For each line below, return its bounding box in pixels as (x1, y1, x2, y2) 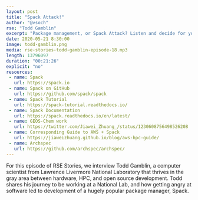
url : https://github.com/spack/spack (14, 91, 107, 97)
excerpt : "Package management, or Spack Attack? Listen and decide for (6, 31, 186, 37)
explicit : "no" (6, 63, 44, 70)
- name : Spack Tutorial (8, 96, 67, 102)
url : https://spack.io (14, 80, 70, 86)
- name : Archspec (8, 140, 51, 146)
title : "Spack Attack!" (6, 14, 65, 20)
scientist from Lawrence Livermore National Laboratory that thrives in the (6, 168, 184, 175)
